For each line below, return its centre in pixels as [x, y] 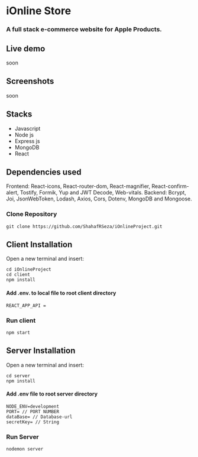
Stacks [19, 114]
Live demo [26, 48]
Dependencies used [44, 172]
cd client [18, 275]
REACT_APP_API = [26, 306]
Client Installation [39, 244]
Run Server [23, 437]
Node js [24, 135]
